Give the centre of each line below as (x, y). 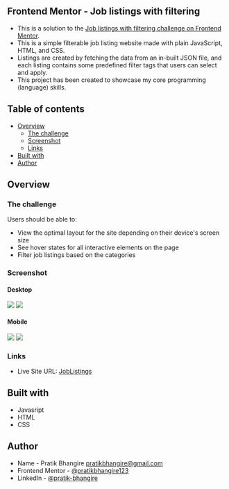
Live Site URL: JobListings (54, 371)
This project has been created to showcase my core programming (111, 80)
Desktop (20, 289)
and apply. (32, 72)
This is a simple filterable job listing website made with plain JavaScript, (120, 43)
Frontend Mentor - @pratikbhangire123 (73, 470)
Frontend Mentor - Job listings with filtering (104, 11)
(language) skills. (42, 87)
